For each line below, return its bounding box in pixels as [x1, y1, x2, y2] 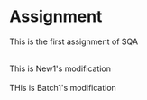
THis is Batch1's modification [9, 82, 117, 93]
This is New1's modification [9, 63, 111, 74]
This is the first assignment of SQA [9, 36, 138, 47]
